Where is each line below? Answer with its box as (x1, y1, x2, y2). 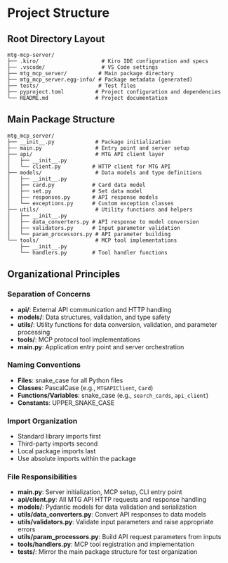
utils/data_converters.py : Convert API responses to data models (17, 510, 207, 519)
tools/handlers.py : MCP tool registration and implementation (17, 540, 195, 549)
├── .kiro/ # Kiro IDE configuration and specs (7, 58, 209, 65)
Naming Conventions (7, 360, 81, 370)
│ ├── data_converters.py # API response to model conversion (7, 218, 199, 226)
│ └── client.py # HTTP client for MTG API (7, 163, 171, 170)
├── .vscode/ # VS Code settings (7, 64, 159, 71)
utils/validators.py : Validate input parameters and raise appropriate (17, 518, 214, 526)
